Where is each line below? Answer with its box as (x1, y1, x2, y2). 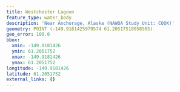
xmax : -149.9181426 (12, 54, 61, 60)
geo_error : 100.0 (6, 31, 50, 38)
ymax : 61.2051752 (12, 59, 56, 65)
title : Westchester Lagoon (6, 8, 75, 15)
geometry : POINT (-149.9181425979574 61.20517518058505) (6, 25, 153, 32)
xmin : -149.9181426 (12, 43, 61, 49)
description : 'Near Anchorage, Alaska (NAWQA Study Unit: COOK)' (6, 20, 175, 26)
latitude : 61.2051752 (6, 71, 61, 77)
